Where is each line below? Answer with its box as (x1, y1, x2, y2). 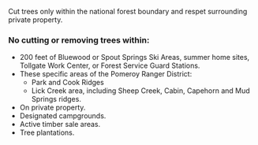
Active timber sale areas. (19, 120, 101, 129)
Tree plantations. (19, 128, 75, 137)
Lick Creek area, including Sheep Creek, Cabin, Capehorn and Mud (31, 86, 250, 95)
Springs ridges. (31, 95, 81, 104)
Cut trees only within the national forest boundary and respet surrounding (8, 7, 248, 16)
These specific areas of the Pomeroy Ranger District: (19, 69, 193, 79)
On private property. (19, 102, 86, 113)
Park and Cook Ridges (31, 78, 104, 87)
